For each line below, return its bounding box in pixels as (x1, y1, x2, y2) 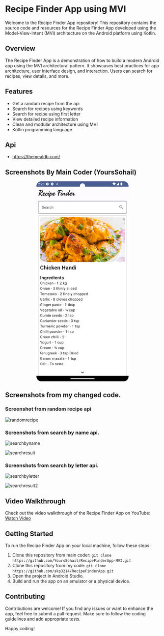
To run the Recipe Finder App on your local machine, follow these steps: (5, 542, 151, 549)
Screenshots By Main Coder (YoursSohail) (5, 168, 137, 176)
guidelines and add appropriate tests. (5, 616, 81, 622)
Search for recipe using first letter (12, 111, 81, 116)
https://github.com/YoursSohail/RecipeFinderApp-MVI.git (12, 558, 132, 563)
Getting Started (5, 529, 54, 538)
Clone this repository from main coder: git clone (12, 552, 112, 558)
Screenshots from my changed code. (5, 391, 121, 399)
